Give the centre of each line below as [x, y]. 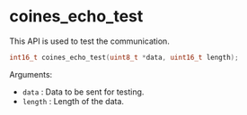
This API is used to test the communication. [90, 41]
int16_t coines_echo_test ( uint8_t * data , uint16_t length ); [124, 57]
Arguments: [31, 74]
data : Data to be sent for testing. [83, 92]
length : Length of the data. [73, 101]
